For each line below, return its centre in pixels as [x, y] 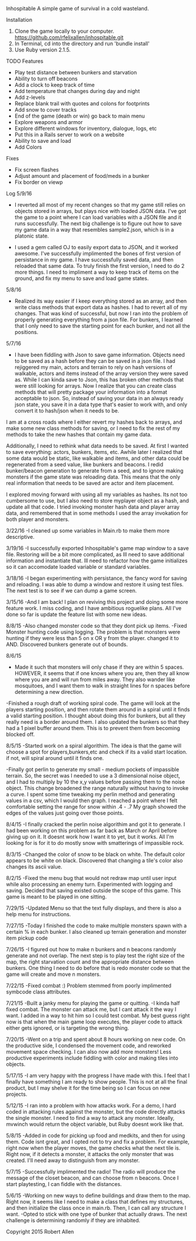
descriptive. [20, 537]
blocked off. [20, 734]
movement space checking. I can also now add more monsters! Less [89, 1052]
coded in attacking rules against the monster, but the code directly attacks [96, 1112]
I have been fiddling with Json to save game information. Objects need [100, 355]
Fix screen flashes [37, 170]
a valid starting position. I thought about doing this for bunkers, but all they [96, 716]
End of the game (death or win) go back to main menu [80, 116]
